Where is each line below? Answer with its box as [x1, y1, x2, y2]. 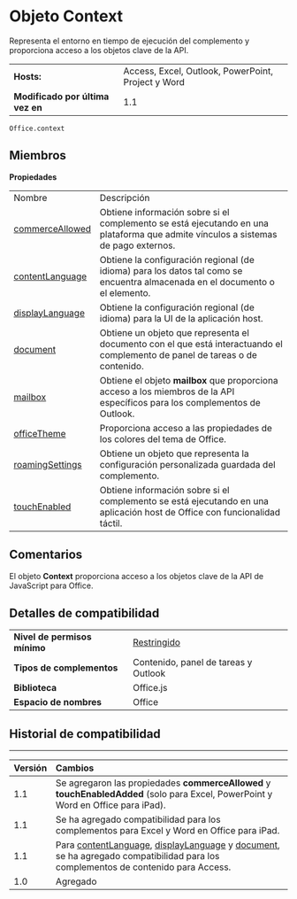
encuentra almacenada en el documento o [99, 275, 276, 288]
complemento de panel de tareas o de [99, 348, 258, 360]
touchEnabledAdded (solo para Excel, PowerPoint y [56, 788, 273, 801]
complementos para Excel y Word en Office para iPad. [56, 825, 280, 837]
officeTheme [13, 427, 66, 439]
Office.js [132, 682, 168, 694]
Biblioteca [13, 682, 57, 694]
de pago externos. [99, 239, 176, 252]
